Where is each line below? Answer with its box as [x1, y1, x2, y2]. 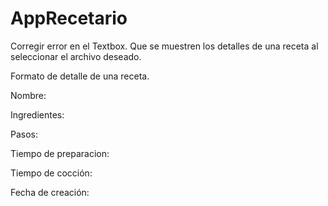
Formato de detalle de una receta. [10, 70, 150, 82]
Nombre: [10, 89, 47, 101]
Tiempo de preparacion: [10, 147, 110, 159]
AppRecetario [10, 7, 128, 30]
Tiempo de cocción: [10, 167, 93, 179]
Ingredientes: [10, 108, 65, 121]
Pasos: [10, 128, 39, 140]
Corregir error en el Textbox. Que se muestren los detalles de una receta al [10, 40, 319, 52]
